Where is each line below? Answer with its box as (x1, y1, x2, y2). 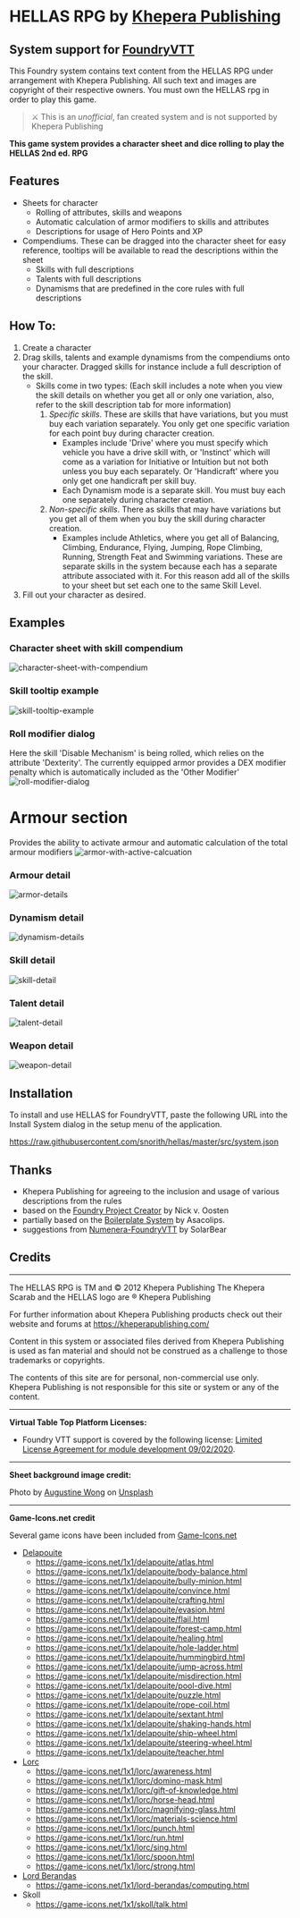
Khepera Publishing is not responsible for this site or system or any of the (9, 1381, 279, 1392)
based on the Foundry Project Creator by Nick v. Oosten (21, 1205, 229, 1216)
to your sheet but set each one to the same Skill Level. (62, 580, 262, 590)
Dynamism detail (9, 912, 85, 924)
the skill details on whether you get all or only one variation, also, (35, 389, 275, 400)
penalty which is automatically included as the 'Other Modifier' (9, 767, 239, 777)
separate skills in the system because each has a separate (62, 561, 278, 572)
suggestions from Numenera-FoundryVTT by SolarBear (21, 1224, 228, 1235)
